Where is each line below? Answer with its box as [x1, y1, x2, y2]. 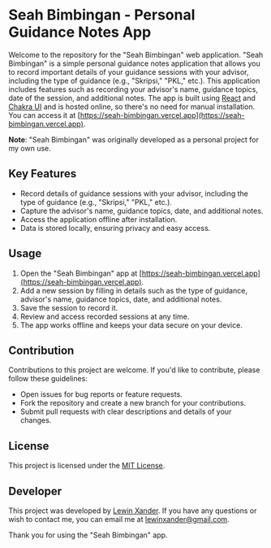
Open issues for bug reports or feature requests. [19, 389, 183, 399]
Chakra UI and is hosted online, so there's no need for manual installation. [8, 102, 256, 111]
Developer [8, 484, 62, 498]
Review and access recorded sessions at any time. [19, 311, 190, 321]
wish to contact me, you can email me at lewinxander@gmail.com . [8, 515, 230, 524]
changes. [19, 415, 52, 425]
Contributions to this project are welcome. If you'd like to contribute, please [8, 365, 260, 375]
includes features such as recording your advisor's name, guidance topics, [8, 84, 258, 94]
